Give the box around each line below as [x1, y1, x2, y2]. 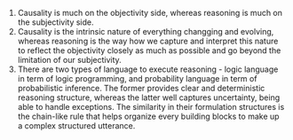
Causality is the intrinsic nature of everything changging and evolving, [17, 27, 274, 36]
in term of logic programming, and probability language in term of [17, 74, 257, 83]
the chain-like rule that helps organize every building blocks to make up [17, 111, 280, 121]
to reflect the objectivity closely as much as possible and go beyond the [17, 45, 281, 56]
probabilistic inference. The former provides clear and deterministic [17, 83, 265, 93]
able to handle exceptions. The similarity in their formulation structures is [17, 102, 285, 112]
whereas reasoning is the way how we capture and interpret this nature [17, 35, 279, 46]
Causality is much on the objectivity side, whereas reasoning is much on [17, 8, 282, 18]
